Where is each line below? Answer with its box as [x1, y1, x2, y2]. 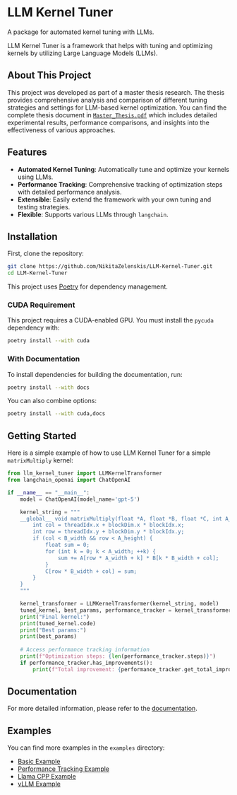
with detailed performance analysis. [17, 187, 122, 196]
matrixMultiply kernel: [7, 456, 74, 465]
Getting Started [7, 429, 77, 442]
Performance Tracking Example [17, 765, 110, 773]
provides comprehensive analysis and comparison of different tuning [7, 95, 208, 104]
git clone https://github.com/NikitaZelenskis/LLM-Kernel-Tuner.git [7, 263, 213, 270]
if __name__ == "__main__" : [7, 489, 90, 496]
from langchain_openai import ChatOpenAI [7, 477, 131, 484]
